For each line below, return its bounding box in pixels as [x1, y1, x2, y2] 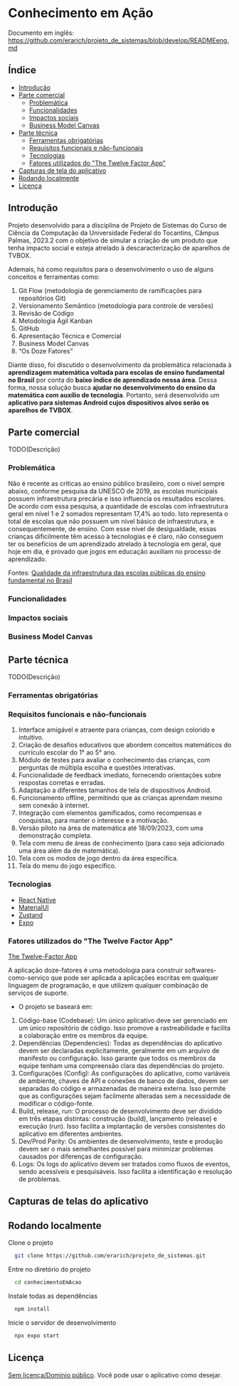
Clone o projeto [8, 1239, 54, 1247]
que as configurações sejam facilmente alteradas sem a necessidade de [18, 1092, 231, 1100]
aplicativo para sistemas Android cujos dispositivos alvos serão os [8, 398, 209, 407]
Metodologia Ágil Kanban [18, 316, 93, 325]
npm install [14, 1306, 51, 1313]
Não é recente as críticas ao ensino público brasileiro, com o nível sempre [8, 479, 225, 488]
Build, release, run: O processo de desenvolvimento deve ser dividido [18, 1107, 223, 1116]
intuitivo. [18, 733, 44, 742]
